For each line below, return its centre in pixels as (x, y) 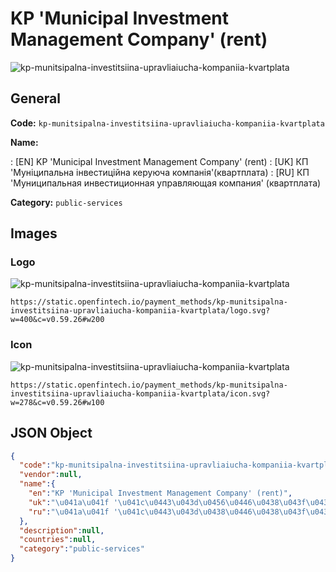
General (36, 98)
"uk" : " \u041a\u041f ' (73, 502)
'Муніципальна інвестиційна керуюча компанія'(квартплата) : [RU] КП (160, 172)
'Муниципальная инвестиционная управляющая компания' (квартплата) (166, 183)
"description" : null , (62, 530)
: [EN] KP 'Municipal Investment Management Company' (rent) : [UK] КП (159, 161)
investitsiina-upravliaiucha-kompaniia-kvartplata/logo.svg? (140, 311)
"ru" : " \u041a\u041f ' (73, 512)
